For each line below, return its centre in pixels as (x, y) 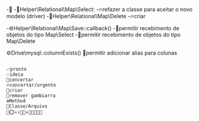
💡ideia (15, 74)
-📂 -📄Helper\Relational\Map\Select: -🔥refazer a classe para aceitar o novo (100, 9)
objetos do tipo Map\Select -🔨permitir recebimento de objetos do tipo (93, 34)
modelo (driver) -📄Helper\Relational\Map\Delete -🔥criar (76, 16)
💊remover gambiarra (31, 96)
